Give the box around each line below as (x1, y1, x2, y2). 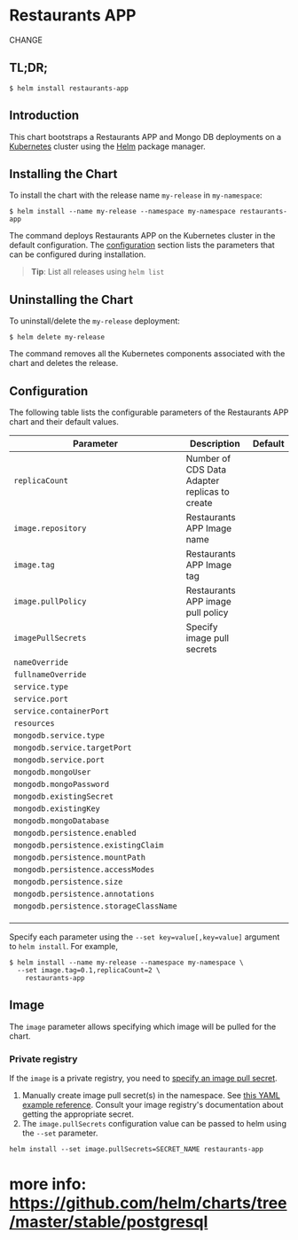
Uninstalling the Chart (9, 292, 134, 307)
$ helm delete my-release (9, 333, 105, 342)
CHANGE (9, 35, 43, 45)
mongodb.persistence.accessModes (13, 865, 155, 874)
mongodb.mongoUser (13, 768, 91, 776)
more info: (9, 1174, 87, 1195)
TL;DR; (9, 60, 49, 75)
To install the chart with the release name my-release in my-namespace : (9, 190, 263, 200)
